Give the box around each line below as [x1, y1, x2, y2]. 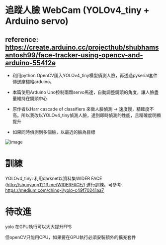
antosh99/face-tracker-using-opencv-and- [5, 51, 143, 59]
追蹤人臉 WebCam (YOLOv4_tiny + [5, 4, 150, 16]
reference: [5, 35, 39, 44]
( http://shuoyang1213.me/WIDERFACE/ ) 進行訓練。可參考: [5, 181, 123, 187]
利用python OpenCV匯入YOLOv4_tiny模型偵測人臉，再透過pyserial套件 [12, 73, 158, 78]
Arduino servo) [5, 15, 69, 27]
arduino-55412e [5, 58, 56, 67]
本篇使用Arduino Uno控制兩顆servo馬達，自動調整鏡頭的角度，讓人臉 [12, 89, 155, 95]
